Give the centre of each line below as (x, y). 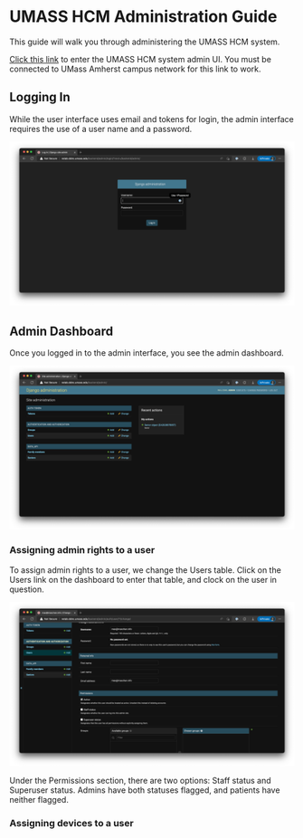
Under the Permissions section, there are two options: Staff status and (140, 781)
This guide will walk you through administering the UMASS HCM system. (145, 42)
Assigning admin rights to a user (82, 550)
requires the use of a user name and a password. (101, 129)
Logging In (40, 97)
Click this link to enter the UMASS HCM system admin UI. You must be (140, 59)
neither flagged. (39, 800)
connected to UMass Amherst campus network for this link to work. (135, 69)
